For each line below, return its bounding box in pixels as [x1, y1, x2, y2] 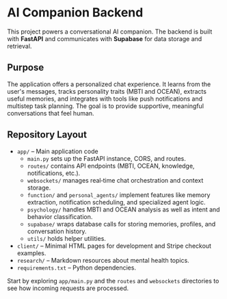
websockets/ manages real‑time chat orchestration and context [27, 176, 204, 184]
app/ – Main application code [16, 147, 98, 155]
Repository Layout [7, 129, 88, 141]
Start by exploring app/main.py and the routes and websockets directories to [7, 276, 219, 285]
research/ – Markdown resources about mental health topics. [16, 256, 189, 264]
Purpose [7, 62, 44, 73]
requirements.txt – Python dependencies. [16, 263, 137, 272]
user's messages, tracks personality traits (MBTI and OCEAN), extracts [7, 87, 207, 95]
